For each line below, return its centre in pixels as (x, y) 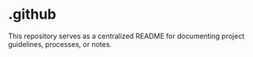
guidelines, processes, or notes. (60, 44)
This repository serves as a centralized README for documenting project (126, 36)
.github (32, 14)
